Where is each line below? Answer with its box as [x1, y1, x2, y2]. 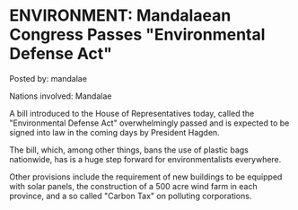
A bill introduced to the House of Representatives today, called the [9, 108, 255, 118]
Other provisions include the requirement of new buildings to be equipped [9, 171, 283, 182]
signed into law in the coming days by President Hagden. [9, 127, 220, 137]
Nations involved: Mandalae [9, 91, 112, 101]
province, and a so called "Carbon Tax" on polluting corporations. [9, 190, 252, 201]
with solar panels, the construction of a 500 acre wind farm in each [9, 180, 258, 191]
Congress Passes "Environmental [9, 24, 266, 45]
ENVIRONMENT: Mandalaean [9, 5, 232, 26]
